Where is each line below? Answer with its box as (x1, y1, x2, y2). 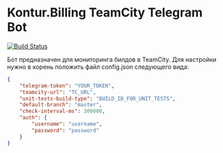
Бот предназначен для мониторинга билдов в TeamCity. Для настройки (7, 55, 217, 63)
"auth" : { (19, 115, 48, 121)
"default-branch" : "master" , (19, 102, 103, 108)
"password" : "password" (31, 127, 99, 134)
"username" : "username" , (31, 121, 103, 128)
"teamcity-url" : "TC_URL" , (19, 89, 96, 95)
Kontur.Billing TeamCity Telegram (7, 5, 203, 21)
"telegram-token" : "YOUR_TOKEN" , (19, 82, 115, 89)
